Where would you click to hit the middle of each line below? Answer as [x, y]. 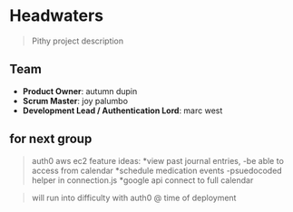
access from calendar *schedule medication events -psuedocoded [157, 170]
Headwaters [57, 16]
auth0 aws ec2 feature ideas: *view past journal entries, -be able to [157, 160]
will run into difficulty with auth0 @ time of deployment [134, 198]
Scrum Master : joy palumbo [75, 101]
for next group [51, 139]
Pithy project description [78, 41]
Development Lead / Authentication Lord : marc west [122, 111]
